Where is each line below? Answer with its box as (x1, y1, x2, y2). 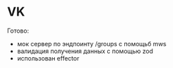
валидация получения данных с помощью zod (16, 47, 153, 55)
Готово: (7, 27, 30, 35)
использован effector (16, 54, 80, 62)
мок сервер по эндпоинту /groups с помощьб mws (16, 39, 167, 48)
